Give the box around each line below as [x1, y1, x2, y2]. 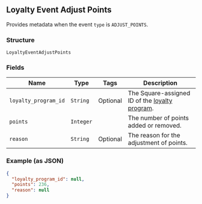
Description [143, 79, 178, 87]
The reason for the [127, 131, 180, 140]
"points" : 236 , [11, 182, 50, 188]
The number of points [127, 114, 189, 122]
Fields [6, 63, 25, 72]
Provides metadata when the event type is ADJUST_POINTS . [6, 20, 148, 28]
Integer [70, 119, 93, 125]
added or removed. [127, 122, 182, 130]
